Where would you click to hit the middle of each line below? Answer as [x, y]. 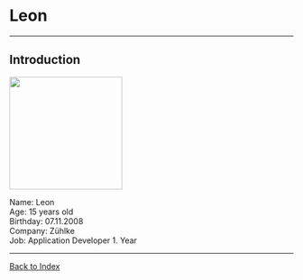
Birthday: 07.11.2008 [46, 221]
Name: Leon [32, 202]
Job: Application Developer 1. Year [73, 240]
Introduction [45, 60]
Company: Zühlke [42, 230]
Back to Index [35, 266]
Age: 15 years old [41, 212]
